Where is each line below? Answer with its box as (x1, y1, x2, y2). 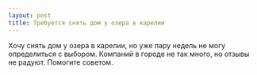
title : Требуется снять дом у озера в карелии (8, 19, 165, 27)
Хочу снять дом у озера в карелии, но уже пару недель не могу (8, 40, 226, 50)
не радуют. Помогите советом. (8, 57, 113, 67)
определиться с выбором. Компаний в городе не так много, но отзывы (8, 49, 250, 58)
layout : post (8, 11, 52, 20)
